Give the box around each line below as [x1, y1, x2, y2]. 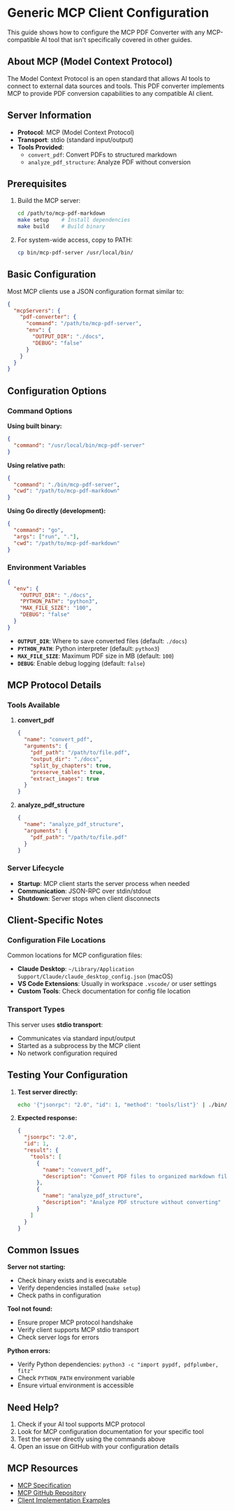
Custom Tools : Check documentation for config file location [17, 987, 191, 996]
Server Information [7, 110, 92, 122]
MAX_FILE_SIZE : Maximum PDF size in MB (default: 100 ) [17, 652, 175, 660]
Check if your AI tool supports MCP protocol [17, 1420, 145, 1428]
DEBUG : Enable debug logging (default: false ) [17, 659, 145, 667]
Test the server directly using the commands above [17, 1435, 166, 1443]
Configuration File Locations [7, 936, 106, 945]
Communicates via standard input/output [17, 1033, 136, 1043]
